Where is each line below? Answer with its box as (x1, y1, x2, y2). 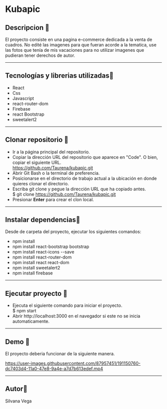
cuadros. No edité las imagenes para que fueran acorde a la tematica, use (5, 42, 157, 48)
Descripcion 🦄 (5, 23, 50, 32)
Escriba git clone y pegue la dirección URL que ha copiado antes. (12, 186, 146, 192)
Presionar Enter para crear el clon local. (12, 196, 94, 202)
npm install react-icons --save (12, 249, 75, 255)
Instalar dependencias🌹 (5, 216, 81, 224)
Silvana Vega (5, 398, 32, 404)
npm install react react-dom (12, 260, 70, 266)
